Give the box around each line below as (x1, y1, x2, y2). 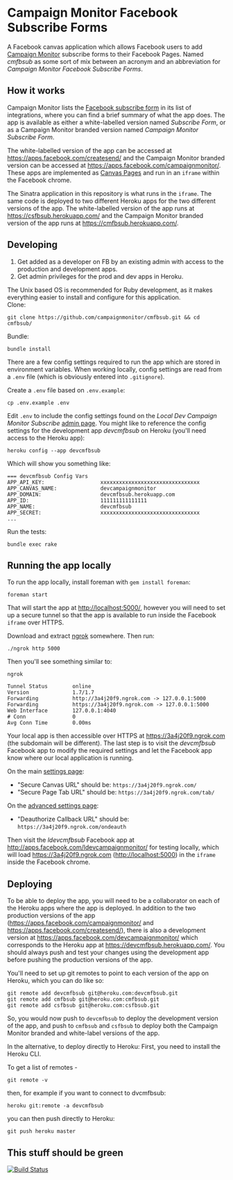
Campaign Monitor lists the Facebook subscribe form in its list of (7, 103, 192, 112)
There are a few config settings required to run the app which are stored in (7, 358, 221, 366)
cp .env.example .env (7, 399, 70, 406)
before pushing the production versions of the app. (7, 956, 153, 964)
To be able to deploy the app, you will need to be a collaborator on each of (7, 897, 221, 905)
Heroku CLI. (7, 1050, 42, 1058)
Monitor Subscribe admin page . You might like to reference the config (7, 419, 207, 427)
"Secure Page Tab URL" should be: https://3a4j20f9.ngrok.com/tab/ (17, 788, 215, 797)
